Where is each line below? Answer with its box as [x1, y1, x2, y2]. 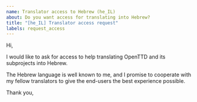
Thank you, [6, 89, 34, 96]
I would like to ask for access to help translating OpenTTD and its [6, 53, 165, 60]
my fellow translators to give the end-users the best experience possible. [6, 78, 186, 85]
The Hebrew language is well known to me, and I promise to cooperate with [6, 71, 192, 78]
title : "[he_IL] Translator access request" [6, 20, 118, 26]
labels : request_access [6, 25, 65, 32]
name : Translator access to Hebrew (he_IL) [6, 8, 116, 15]
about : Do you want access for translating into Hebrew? [6, 14, 151, 20]
